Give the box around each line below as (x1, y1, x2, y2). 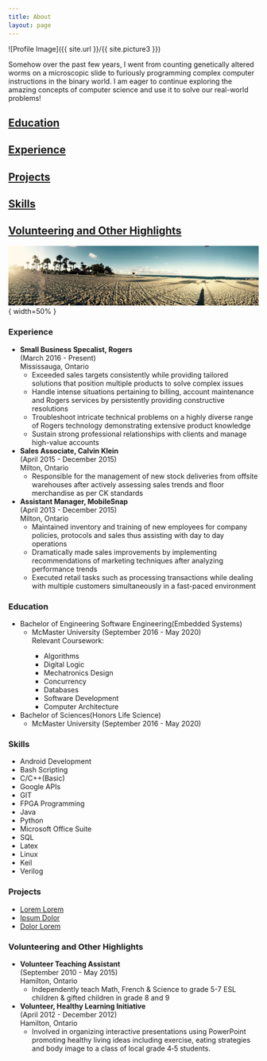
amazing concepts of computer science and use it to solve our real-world (8, 84, 249, 95)
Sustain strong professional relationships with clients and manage (31, 429, 247, 439)
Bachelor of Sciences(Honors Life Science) (19, 711, 161, 720)
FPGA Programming (19, 799, 85, 808)
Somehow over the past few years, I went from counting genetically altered (8, 60, 254, 69)
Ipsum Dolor (19, 912, 60, 922)
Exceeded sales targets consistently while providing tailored (31, 370, 229, 379)
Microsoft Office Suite (19, 824, 92, 834)
